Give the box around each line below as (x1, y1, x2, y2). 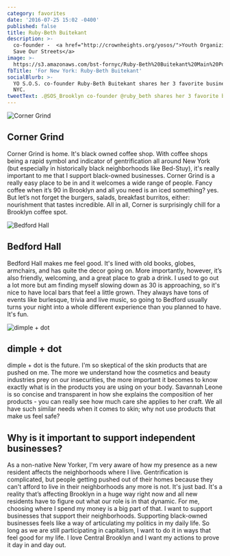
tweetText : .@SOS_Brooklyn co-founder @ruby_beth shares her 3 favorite (7, 93, 219, 100)
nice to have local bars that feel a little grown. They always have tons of (7, 288, 209, 296)
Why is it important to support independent (7, 432, 196, 444)
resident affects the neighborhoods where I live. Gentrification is (7, 468, 189, 477)
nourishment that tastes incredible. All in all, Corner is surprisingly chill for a (7, 200, 220, 209)
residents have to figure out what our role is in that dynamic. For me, (7, 497, 200, 505)
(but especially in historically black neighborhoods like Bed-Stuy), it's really (7, 164, 220, 172)
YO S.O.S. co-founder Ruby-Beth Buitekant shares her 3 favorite (13, 80, 204, 87)
